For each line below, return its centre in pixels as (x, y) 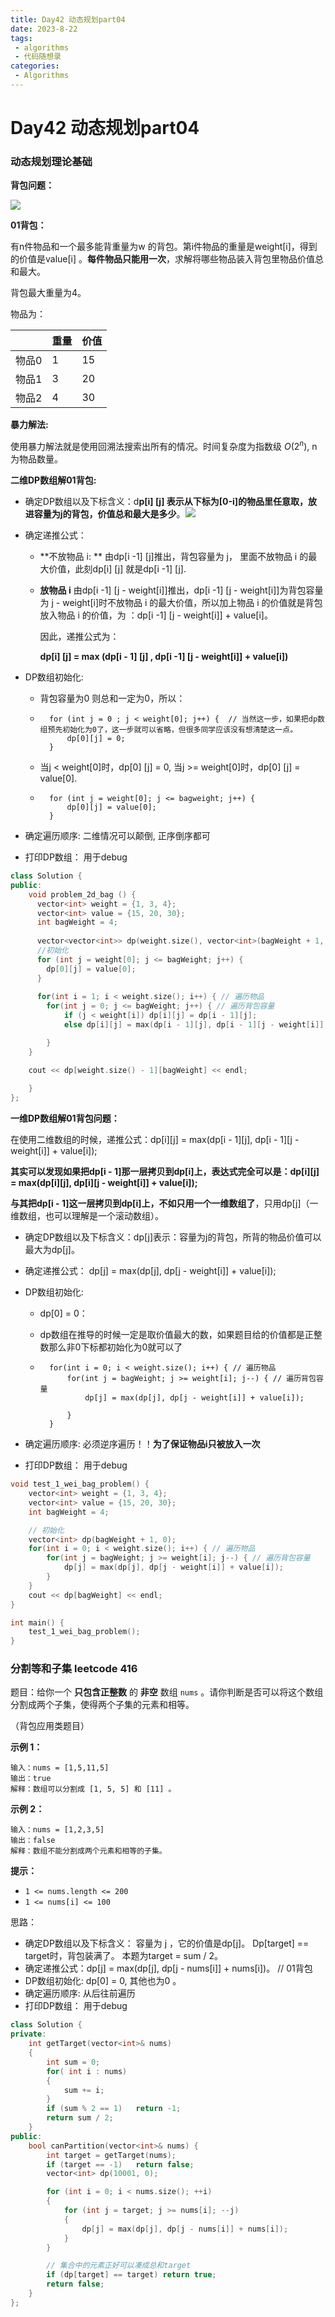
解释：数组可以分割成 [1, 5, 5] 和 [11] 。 (93, 1789)
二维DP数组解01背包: (53, 480)
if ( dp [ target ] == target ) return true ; (131, 2275)
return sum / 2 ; (80, 2118)
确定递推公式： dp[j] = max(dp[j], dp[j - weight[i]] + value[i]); (150, 1271)
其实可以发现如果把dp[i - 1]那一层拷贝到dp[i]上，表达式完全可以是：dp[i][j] (165, 1172)
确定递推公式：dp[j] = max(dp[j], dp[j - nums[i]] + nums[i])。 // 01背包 (168, 1968)
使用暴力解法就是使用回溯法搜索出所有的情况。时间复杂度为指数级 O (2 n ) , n (164, 446)
